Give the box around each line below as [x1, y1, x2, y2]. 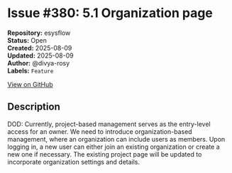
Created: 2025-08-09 [7, 43, 72, 52]
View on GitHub [7, 80, 53, 88]
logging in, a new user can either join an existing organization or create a [7, 142, 220, 151]
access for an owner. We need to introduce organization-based [7, 127, 193, 136]
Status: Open [7, 36, 48, 44]
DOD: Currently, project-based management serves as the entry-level [7, 120, 211, 128]
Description [7, 101, 60, 113]
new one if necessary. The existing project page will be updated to [7, 150, 202, 158]
